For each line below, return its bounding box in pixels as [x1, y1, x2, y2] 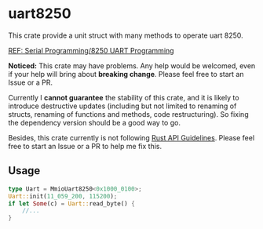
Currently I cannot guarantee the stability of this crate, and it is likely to [8, 93, 239, 102]
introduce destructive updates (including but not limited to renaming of [8, 101, 237, 111]
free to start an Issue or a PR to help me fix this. [8, 141, 163, 151]
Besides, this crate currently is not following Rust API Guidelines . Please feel [8, 133, 255, 142]
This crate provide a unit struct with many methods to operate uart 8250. [8, 31, 243, 40]
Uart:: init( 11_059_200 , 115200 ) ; [8, 192, 118, 200]
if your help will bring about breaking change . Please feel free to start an [8, 69, 244, 78]
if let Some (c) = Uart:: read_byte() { [8, 199, 135, 208]
